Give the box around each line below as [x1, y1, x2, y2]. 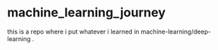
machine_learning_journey [7, 5, 166, 21]
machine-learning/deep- [140, 27, 211, 36]
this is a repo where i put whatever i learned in [7, 27, 140, 36]
